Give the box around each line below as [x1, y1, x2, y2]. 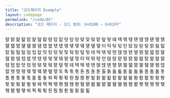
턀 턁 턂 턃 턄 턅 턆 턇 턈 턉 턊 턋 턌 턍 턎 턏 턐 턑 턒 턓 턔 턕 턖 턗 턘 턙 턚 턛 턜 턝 [5, 36, 165, 42]
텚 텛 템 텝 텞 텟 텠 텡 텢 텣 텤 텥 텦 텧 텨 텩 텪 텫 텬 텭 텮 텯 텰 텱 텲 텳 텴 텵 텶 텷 [5, 56, 165, 62]
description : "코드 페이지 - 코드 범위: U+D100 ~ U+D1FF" [5, 21, 121, 27]
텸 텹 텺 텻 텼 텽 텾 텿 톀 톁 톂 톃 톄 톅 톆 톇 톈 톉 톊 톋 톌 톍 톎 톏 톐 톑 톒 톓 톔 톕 [5, 62, 165, 68]
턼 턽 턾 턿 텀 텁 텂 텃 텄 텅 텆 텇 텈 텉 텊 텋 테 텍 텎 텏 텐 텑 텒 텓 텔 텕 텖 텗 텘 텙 [5, 49, 165, 55]
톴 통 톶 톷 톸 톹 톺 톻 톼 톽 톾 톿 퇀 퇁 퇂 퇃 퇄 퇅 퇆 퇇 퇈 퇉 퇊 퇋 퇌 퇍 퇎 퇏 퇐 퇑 [5, 75, 165, 81]
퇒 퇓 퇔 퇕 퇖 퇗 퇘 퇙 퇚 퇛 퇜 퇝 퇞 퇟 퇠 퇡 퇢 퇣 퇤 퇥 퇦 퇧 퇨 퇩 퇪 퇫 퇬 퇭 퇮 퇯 [5, 81, 165, 87]
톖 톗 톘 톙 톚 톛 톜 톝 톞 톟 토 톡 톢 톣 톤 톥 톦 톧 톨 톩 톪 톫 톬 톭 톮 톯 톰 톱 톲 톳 [5, 68, 165, 75]
